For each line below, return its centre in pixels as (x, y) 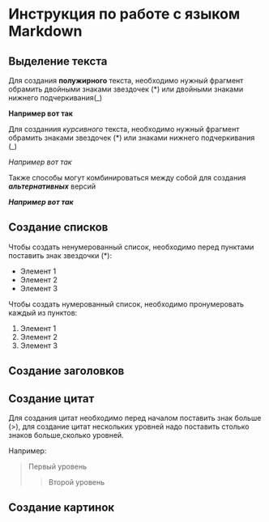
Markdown (45, 31)
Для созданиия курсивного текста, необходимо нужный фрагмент (124, 129)
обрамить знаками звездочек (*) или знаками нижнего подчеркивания (132, 138)
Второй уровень (77, 482)
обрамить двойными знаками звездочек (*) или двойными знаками (126, 89)
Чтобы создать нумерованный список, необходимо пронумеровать (126, 303)
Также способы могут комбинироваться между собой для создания (127, 178)
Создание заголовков (66, 371)
